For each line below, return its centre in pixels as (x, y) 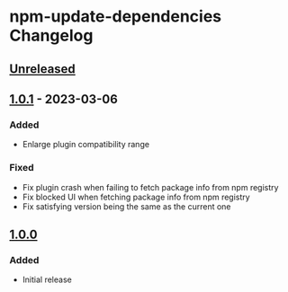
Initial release (47, 279)
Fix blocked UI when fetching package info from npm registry (136, 197)
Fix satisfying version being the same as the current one (126, 206)
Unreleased (43, 69)
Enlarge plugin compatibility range (86, 145)
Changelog (51, 35)
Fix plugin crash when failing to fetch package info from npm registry (150, 187)
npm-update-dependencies (116, 17)
